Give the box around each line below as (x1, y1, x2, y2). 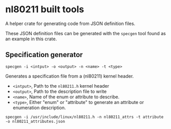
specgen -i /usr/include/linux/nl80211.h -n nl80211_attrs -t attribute (5, 114, 164, 119)
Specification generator (5, 50, 83, 59)
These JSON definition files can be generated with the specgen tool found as (5, 30, 166, 36)
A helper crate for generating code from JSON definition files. (5, 20, 136, 27)
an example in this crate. (5, 36, 57, 42)
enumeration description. (12, 105, 66, 111)
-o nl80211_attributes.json (5, 119, 66, 124)
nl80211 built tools (5, 4, 84, 15)
